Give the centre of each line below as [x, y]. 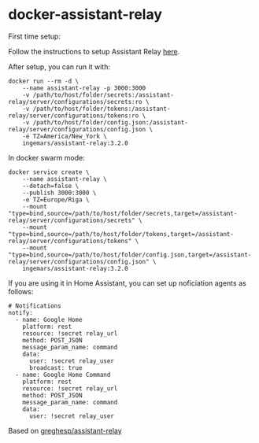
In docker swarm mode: [46, 157]
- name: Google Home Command [63, 375]
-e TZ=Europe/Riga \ [56, 199]
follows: [21, 291]
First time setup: [35, 36]
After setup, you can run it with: [59, 66]
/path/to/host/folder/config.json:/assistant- [111, 122]
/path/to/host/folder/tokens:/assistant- [102, 109]
